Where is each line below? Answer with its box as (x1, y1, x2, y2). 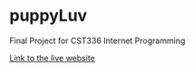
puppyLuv (9, 5, 88, 26)
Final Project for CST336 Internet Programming (9, 35, 186, 46)
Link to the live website (9, 52, 95, 63)
